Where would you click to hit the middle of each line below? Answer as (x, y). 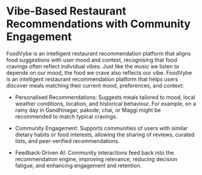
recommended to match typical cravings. (66, 116)
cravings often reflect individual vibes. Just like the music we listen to (93, 66)
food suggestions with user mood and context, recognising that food (92, 60)
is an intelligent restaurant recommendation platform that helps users (92, 79)
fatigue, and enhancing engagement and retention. (78, 165)
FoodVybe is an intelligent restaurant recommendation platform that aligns (99, 53)
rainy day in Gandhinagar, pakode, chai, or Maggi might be (88, 110)
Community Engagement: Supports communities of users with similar (101, 128)
